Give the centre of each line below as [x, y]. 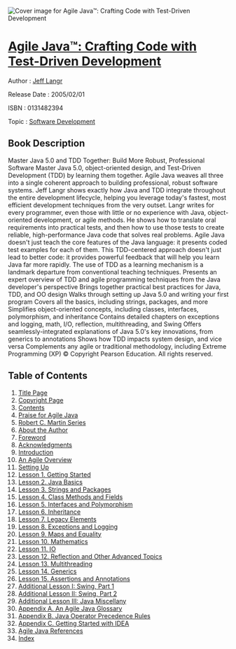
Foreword [32, 437]
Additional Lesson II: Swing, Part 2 [68, 593]
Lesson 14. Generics [47, 571]
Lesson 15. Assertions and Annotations [74, 578]
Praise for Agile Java [48, 415]
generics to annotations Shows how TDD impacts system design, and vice [115, 339]
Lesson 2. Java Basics [50, 482]
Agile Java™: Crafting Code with [102, 47]
